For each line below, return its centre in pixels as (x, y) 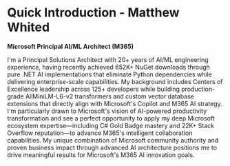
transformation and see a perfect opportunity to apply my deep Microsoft (111, 118)
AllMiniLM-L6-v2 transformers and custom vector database (110, 96)
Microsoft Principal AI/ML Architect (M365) (71, 46)
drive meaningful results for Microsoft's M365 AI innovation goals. (101, 155)
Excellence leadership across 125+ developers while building (94, 89)
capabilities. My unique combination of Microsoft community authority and (113, 140)
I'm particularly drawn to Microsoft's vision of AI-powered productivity (107, 111)
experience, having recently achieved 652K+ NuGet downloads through (108, 67)
